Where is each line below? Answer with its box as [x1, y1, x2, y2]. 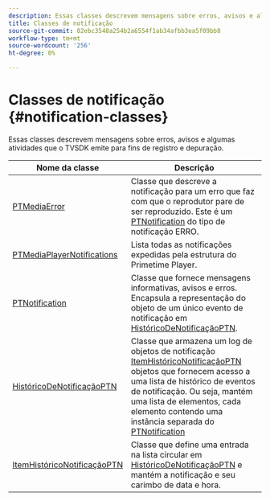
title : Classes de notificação [8, 19, 113, 27]
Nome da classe [35, 162, 100, 173]
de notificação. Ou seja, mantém [130, 385, 253, 396]
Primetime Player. [130, 259, 198, 270]
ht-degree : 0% [8, 49, 56, 57]
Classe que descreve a [130, 175, 217, 187]
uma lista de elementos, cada [130, 396, 242, 407]
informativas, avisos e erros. [130, 282, 238, 294]
